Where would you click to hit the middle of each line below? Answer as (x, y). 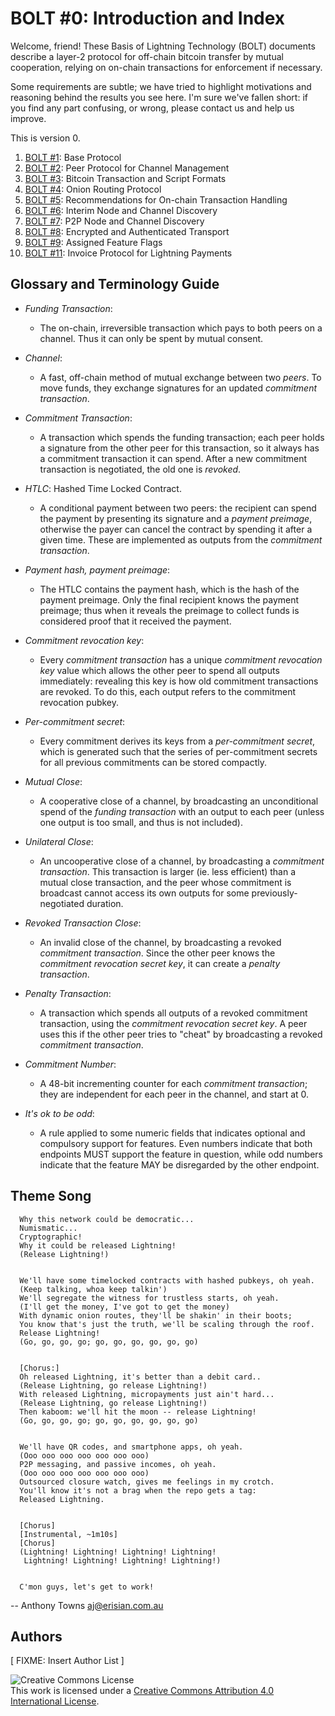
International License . (55, 1701)
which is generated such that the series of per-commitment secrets (178, 751)
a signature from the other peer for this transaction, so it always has (179, 448)
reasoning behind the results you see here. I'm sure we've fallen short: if (159, 97)
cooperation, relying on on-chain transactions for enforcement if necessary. (166, 67)
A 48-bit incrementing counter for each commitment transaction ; (173, 1083)
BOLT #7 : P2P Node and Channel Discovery (114, 221)
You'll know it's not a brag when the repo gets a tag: (138, 1490)
